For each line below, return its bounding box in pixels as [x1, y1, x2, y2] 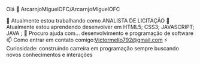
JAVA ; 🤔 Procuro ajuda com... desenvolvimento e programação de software [6, 30, 193, 37]
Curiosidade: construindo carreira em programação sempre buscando [6, 45, 180, 52]
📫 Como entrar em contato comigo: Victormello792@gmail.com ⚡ [6, 36, 168, 43]
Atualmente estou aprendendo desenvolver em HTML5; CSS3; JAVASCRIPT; [6, 24, 195, 30]
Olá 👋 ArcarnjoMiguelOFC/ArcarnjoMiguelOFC [6, 6, 120, 12]
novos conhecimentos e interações [6, 51, 93, 58]
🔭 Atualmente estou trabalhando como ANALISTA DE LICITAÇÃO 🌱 [6, 17, 170, 24]
